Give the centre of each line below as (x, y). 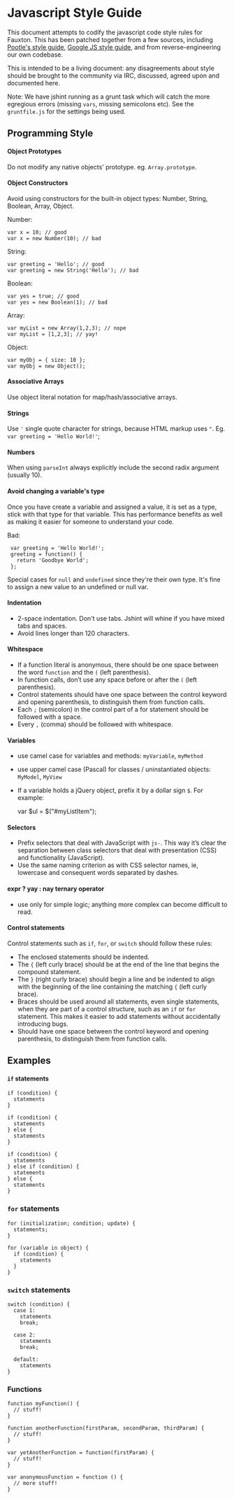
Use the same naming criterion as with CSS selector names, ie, (108, 865)
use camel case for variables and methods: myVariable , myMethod (110, 756)
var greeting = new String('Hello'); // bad (73, 270)
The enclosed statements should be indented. (83, 957)
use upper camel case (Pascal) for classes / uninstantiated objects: (114, 769)
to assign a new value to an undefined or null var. (78, 586)
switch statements (39, 1290)
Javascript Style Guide (75, 13)
